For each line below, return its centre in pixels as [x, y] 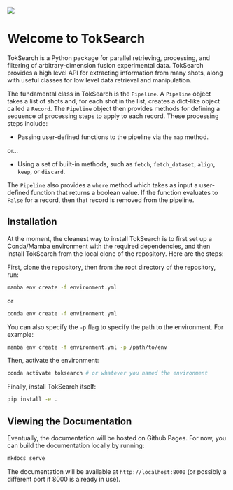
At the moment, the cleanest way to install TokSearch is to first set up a [110, 238]
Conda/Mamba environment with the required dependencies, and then [109, 246]
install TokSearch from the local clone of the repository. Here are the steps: [115, 253]
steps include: [27, 123]
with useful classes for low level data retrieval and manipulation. [99, 80]
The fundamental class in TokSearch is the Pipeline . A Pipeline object [109, 94]
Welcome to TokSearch [76, 39]
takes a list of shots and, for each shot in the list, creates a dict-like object [114, 101]
